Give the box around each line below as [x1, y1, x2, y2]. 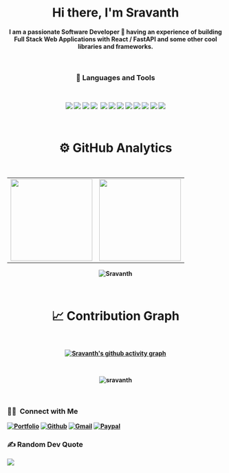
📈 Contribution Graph [51, 308, 180, 324]
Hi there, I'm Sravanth [52, 5, 179, 21]
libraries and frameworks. [78, 42, 153, 50]
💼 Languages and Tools [76, 72, 155, 82]
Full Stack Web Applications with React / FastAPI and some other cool [13, 34, 218, 43]
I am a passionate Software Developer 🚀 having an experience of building [9, 28, 222, 36]
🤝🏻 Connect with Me [7, 407, 78, 416]
